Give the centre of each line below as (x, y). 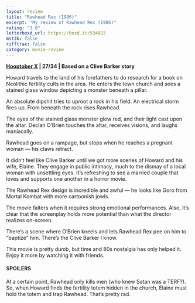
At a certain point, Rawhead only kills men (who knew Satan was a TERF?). (96, 281)
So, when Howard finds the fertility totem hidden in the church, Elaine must (97, 288)
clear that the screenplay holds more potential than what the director (89, 214)
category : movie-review (35, 50)
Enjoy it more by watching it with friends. (55, 255)
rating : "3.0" (23, 28)
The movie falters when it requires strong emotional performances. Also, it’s (97, 208)
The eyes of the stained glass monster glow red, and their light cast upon (94, 119)
